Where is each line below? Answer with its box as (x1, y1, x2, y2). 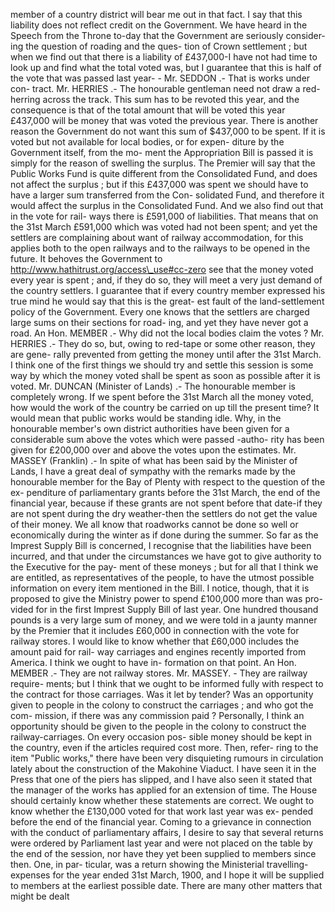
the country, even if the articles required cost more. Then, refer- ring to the (10, 742, 319, 753)
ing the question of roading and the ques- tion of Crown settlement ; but (10, 40, 308, 52)
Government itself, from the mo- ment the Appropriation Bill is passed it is (10, 147, 314, 158)
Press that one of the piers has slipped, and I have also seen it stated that (10, 774, 313, 785)
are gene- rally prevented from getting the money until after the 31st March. (10, 349, 322, 360)
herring (10, 94, 41, 105)
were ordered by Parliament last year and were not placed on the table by (10, 837, 313, 849)
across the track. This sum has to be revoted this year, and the (42, 94, 300, 105)
